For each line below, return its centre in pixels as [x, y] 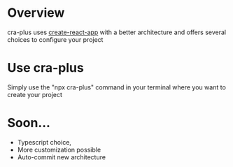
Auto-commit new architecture [62, 157]
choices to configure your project [55, 39]
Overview [36, 13]
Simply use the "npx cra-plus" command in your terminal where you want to [116, 87]
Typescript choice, [44, 142]
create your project [35, 94]
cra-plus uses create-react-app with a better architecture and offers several [116, 32]
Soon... [29, 123]
